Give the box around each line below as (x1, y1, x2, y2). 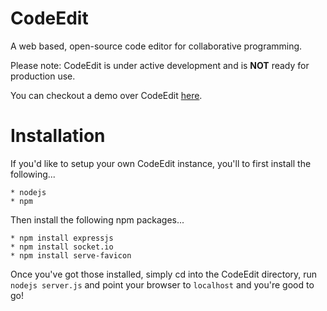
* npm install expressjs (10, 233, 114, 243)
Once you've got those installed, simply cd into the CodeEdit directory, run (10, 268, 318, 280)
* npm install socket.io (10, 242, 114, 252)
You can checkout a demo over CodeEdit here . (10, 89, 203, 101)
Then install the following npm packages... (10, 213, 185, 226)
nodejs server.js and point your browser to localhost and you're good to (10, 278, 315, 291)
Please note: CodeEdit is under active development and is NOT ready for (10, 59, 310, 71)
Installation (10, 125, 106, 147)
